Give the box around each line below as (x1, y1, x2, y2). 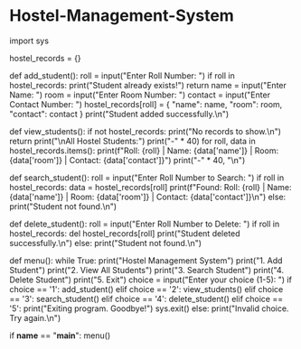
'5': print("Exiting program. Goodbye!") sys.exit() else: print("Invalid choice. (9, 303, 289, 314)
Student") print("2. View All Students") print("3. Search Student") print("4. (9, 264, 285, 275)
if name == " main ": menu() (9, 330, 111, 341)
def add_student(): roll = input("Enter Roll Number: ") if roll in (9, 69, 235, 81)
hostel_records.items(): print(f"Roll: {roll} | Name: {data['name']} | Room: (9, 145, 278, 156)
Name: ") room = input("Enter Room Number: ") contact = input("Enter (9, 89, 271, 100)
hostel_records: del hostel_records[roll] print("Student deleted (9, 227, 241, 239)
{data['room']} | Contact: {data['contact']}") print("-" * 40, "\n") (9, 154, 246, 165)
